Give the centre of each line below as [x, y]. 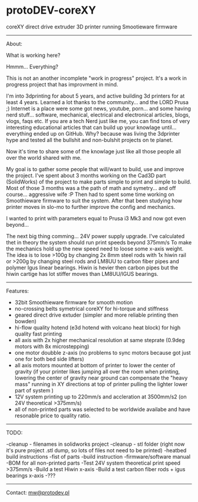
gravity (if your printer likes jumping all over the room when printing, [97, 371]
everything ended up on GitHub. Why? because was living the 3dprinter [93, 133]
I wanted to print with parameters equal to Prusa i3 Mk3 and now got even [96, 218]
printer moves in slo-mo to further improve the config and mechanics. [91, 207]
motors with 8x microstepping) [52, 346]
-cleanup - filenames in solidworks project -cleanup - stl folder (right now [95, 444]
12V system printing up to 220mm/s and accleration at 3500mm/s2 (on [100, 397]
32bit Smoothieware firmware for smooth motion [74, 302]
